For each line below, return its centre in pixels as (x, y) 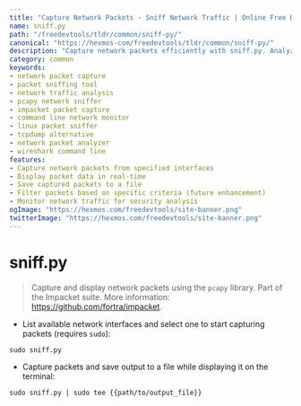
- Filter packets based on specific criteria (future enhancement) (138, 193)
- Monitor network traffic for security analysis (104, 202)
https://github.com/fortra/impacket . (97, 306)
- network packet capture (57, 76)
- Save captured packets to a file (76, 185)
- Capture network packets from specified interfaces (112, 168)
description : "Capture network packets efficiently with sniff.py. (138, 51)
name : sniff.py (38, 26)
